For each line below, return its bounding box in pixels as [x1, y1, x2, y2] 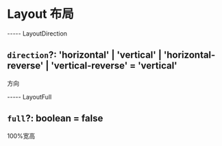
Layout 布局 [7, 6, 74, 22]
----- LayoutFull [7, 93, 52, 101]
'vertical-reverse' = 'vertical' [51, 60, 177, 72]
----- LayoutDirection [7, 29, 67, 38]
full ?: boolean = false [7, 112, 103, 124]
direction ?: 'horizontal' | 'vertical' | [7, 49, 162, 61]
